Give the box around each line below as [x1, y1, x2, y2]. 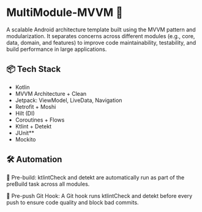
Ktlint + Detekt [15, 122, 52, 130]
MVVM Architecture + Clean [15, 90, 87, 97]
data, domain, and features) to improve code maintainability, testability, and [6, 39, 196, 46]
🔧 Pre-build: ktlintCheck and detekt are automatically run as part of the [6, 173, 185, 181]
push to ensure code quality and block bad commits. [6, 198, 139, 206]
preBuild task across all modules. [6, 180, 90, 187]
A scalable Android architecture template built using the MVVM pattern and [6, 26, 196, 33]
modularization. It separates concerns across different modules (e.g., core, [6, 32, 195, 39]
